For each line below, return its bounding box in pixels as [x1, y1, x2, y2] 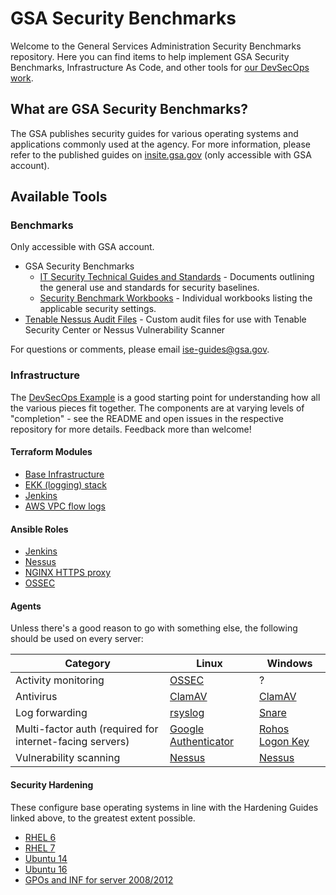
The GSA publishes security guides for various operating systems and [10, 127, 299, 139]
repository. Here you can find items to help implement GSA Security [10, 50, 290, 62]
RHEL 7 [24, 842, 56, 854]
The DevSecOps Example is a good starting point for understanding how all [10, 391, 321, 403]
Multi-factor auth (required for [15, 722, 159, 736]
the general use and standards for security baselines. [39, 282, 260, 294]
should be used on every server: [10, 633, 144, 645]
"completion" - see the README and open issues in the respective [10, 412, 284, 424]
